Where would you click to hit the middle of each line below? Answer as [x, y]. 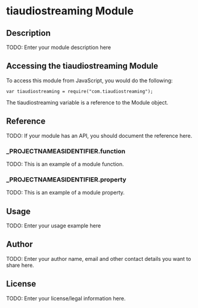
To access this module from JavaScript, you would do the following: [89, 80]
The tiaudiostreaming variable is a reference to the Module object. [87, 102]
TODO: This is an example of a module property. [66, 193]
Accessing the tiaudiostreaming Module [82, 66]
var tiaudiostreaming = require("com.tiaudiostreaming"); [80, 91]
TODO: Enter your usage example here [54, 226]
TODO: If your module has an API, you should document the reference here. [99, 135]
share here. [20, 265]
